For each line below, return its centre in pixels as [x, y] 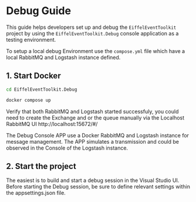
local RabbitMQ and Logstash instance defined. [63, 57]
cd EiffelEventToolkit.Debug [42, 90]
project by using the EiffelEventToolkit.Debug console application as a [92, 33]
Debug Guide [39, 11]
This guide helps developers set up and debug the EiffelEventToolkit [91, 27]
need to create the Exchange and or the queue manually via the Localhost [95, 117]
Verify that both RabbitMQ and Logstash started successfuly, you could [92, 111]
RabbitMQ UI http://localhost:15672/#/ [52, 124]
